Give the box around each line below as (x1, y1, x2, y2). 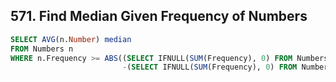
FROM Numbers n (10, 44, 74, 54)
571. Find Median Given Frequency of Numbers (10, 8, 308, 25)
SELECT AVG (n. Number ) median (10, 34, 132, 44)
